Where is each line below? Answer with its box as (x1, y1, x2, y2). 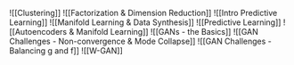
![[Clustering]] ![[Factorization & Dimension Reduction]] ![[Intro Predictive (9, 8, 278, 18)
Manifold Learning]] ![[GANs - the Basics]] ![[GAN (76, 27, 258, 37)
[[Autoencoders (9, 27, 68, 37)
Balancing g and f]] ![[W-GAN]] (9, 45, 123, 56)
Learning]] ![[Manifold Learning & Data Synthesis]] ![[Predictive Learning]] (9, 17, 282, 28)
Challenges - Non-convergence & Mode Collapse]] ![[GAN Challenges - (9, 36, 272, 46)
